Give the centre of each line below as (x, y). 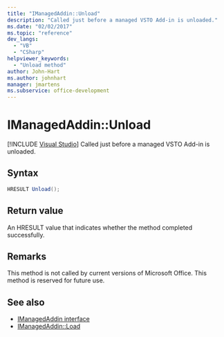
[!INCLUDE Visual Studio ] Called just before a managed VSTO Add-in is (109, 144)
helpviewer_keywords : (38, 59)
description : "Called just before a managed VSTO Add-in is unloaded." (112, 20)
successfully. (26, 235)
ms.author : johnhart (37, 78)
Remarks (27, 256)
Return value (35, 211)
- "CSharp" (29, 53)
